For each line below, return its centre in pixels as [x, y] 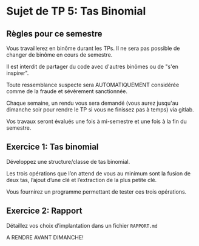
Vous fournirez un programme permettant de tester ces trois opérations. [96, 192]
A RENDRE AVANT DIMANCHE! [45, 237]
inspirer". [18, 73]
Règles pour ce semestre [54, 34]
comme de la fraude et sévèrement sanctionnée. [67, 91]
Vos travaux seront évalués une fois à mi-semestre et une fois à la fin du [96, 121]
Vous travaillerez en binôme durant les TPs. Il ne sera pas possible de [93, 48]
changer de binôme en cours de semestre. [59, 55]
